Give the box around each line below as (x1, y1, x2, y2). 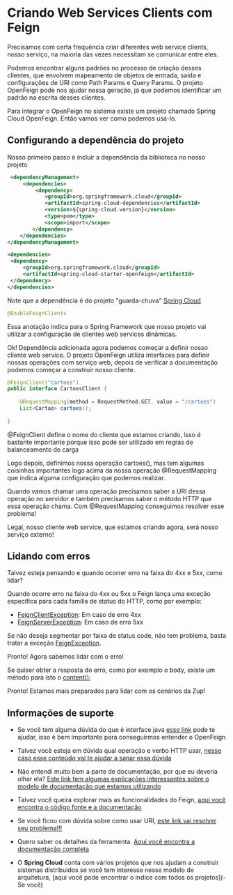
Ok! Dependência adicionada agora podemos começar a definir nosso (7, 343, 209, 351)
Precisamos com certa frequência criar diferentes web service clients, (7, 43, 209, 51)
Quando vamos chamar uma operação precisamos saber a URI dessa (7, 487, 206, 496)
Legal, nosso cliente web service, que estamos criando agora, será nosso (7, 523, 218, 531)
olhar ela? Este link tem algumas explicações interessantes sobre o (17, 775, 209, 783)
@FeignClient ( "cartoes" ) (7, 378, 79, 386)
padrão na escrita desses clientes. (7, 93, 106, 102)
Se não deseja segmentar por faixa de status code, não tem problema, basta (7, 632, 227, 640)
